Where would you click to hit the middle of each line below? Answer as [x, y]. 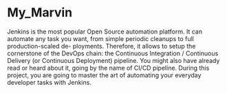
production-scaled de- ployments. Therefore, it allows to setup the [101, 46]
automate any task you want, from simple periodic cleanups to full [101, 38]
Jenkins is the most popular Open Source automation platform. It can [105, 31]
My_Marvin [40, 13]
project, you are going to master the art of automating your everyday [104, 75]
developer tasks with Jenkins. [49, 82]
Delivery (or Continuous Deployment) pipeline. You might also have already [113, 60]
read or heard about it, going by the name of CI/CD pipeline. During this [108, 68]
